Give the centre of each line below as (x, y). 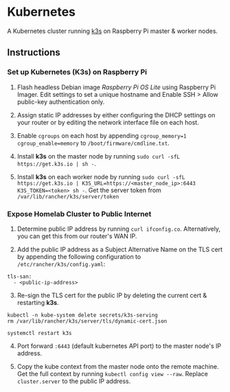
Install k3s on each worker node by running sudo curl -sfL (101, 176)
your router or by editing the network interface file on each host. (108, 122)
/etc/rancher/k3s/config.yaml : (61, 264)
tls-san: (20, 276)
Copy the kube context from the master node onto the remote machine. (118, 366)
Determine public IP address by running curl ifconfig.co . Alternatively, (119, 229)
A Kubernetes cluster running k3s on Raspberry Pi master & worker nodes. (113, 31)
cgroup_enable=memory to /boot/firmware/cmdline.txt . (93, 143)
